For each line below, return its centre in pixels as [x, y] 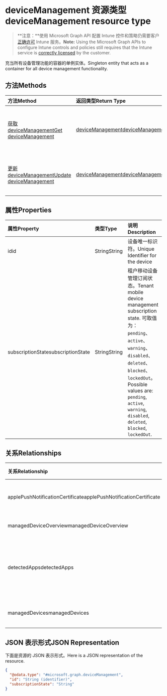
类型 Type [106, 228]
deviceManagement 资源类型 [66, 10]
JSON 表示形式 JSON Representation [62, 642]
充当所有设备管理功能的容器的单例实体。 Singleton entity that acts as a [77, 63]
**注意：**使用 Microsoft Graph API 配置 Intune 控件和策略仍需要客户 [88, 35]
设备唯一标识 [143, 241]
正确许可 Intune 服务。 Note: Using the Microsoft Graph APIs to [82, 42]
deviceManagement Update [40, 175]
